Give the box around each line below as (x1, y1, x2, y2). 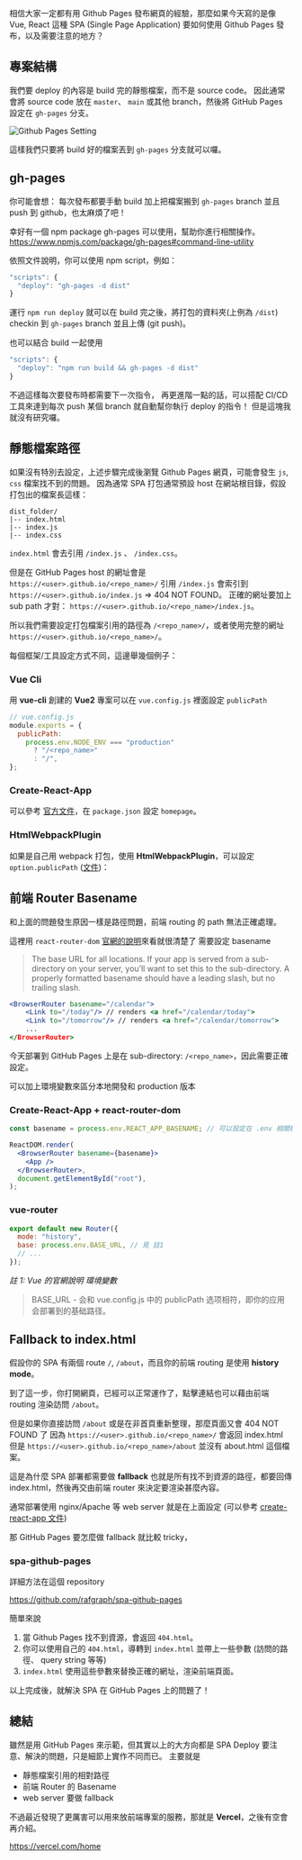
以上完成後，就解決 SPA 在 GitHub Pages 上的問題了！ (9, 1685, 210, 1696)
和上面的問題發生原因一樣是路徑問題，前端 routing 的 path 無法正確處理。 (9, 916, 281, 927)
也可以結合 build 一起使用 (9, 337, 103, 349)
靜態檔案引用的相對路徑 (22, 1769, 110, 1781)
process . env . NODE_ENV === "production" (25, 738, 175, 747)
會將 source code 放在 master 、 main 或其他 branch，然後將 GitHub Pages (9, 95, 283, 106)
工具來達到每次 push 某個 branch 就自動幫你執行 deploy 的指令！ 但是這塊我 (9, 400, 292, 412)
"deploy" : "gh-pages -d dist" (17, 281, 130, 290)
